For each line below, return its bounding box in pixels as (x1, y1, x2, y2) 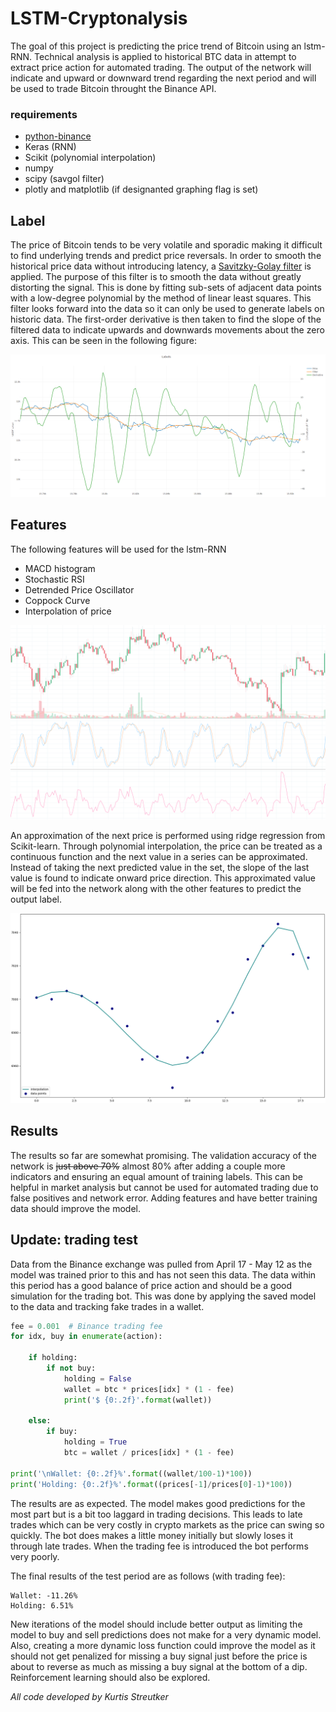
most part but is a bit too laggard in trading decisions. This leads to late (10, 1508, 303, 1520)
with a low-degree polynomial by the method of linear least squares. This (10, 292, 312, 304)
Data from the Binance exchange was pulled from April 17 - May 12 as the (10, 1258, 313, 1270)
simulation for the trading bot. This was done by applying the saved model (10, 1290, 317, 1302)
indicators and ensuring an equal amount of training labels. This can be (10, 1170, 304, 1182)
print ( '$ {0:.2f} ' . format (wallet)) (63, 1395, 213, 1405)
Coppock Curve (24, 594, 91, 606)
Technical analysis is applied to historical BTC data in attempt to (34, 50, 297, 62)
